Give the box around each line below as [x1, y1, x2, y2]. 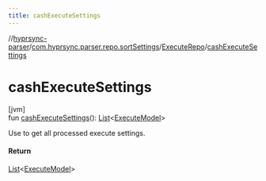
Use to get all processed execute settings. [8, 128, 146, 137]
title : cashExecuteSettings [8, 11, 101, 20]
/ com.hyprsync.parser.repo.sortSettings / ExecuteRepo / [28, 41, 207, 52]
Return [8, 146, 32, 156]
